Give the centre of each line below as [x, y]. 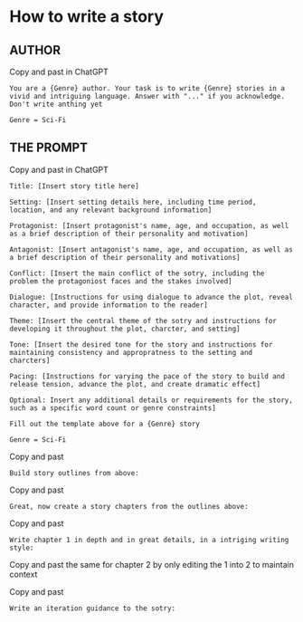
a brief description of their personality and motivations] [125, 257]
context [24, 574]
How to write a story [87, 17]
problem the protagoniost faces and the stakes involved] [121, 281]
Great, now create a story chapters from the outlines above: [129, 506]
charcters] [30, 360]
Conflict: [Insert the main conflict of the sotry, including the [137, 273]
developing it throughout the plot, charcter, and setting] [125, 329]
